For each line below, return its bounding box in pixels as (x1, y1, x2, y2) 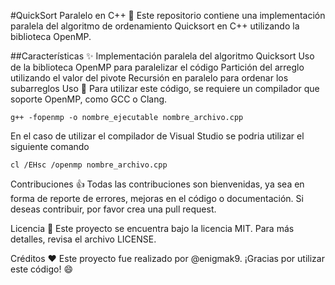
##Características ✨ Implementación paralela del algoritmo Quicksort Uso (10, 50, 315, 62)
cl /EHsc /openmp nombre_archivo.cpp (10, 160, 168, 170)
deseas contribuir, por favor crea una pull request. (10, 203, 217, 215)
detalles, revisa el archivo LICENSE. (10, 233, 157, 245)
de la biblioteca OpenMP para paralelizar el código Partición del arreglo (10, 61, 305, 73)
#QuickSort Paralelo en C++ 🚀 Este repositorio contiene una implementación (10, 10, 326, 21)
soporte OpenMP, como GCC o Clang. (10, 93, 168, 105)
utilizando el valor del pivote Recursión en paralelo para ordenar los (10, 72, 289, 84)
